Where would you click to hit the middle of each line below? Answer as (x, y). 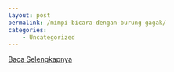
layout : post (29, 15)
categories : (27, 30)
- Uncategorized (49, 37)
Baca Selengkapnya (40, 59)
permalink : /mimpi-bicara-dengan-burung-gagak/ (87, 23)
